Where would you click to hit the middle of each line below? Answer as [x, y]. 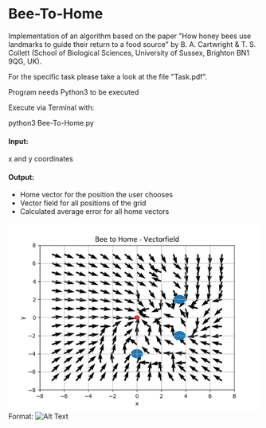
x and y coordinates [41, 159]
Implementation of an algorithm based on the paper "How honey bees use [130, 36]
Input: [18, 141]
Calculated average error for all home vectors [94, 212]
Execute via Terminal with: [51, 107]
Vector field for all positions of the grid [83, 203]
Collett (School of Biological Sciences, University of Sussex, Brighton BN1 [129, 53]
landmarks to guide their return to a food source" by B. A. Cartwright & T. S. [132, 44]
